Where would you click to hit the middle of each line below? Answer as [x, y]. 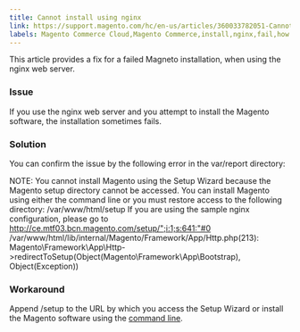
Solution [28, 144]
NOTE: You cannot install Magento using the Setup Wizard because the [140, 180]
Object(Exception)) [44, 266]
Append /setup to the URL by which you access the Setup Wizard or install [146, 309]
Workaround [37, 289]
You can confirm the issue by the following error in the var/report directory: [147, 163]
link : [19, 26]
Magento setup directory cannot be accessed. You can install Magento [140, 190]
